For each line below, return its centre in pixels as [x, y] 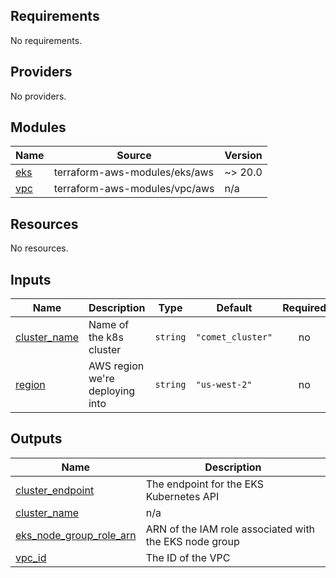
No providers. [38, 96]
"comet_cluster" [234, 337]
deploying [112, 391]
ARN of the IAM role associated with [230, 529]
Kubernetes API [182, 496]
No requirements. [46, 40]
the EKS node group [192, 541]
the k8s [106, 337]
